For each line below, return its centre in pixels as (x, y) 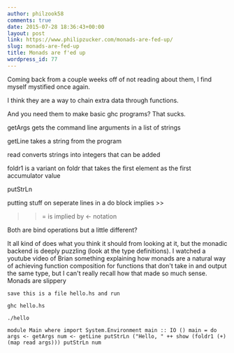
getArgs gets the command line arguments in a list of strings (94, 127)
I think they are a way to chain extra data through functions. (93, 100)
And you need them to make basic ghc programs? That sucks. (97, 113)
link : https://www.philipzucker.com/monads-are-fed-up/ (90, 40)
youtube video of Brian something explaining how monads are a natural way (116, 258)
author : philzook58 (36, 14)
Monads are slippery (37, 280)
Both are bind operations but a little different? (72, 230)
